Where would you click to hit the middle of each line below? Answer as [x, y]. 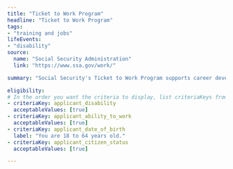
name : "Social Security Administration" [72, 59]
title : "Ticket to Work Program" [55, 14]
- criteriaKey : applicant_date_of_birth [67, 129]
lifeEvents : [24, 40]
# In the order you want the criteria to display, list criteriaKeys [110, 97]
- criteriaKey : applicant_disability [62, 104]
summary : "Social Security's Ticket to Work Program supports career [110, 78]
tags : [15, 26]
